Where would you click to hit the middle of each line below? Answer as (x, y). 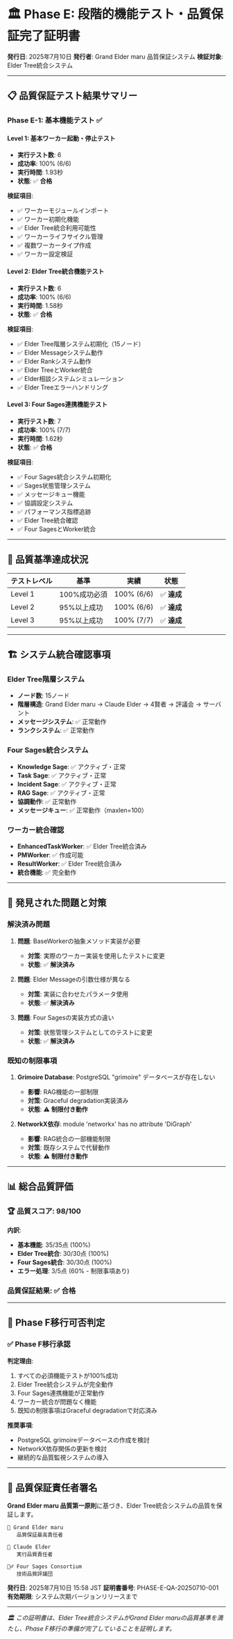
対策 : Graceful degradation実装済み (78, 1100)
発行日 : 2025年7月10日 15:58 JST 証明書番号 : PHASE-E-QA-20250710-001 (113, 1588)
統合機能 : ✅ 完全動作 (47, 872)
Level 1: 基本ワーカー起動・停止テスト (61, 138)
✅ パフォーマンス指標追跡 (54, 511)
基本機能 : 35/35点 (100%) (54, 1245)
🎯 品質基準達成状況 (48, 559)
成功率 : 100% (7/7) (44, 430)
